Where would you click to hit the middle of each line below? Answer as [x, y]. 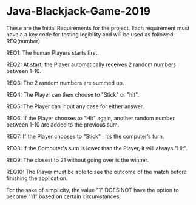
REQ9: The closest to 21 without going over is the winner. [78, 160]
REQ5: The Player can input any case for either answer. [75, 106]
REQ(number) [23, 41]
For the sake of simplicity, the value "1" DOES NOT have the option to [93, 190]
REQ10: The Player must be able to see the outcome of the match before [96, 172]
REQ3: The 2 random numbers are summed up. [65, 83]
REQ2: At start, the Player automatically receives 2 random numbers [91, 64]
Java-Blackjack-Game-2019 [78, 11]
